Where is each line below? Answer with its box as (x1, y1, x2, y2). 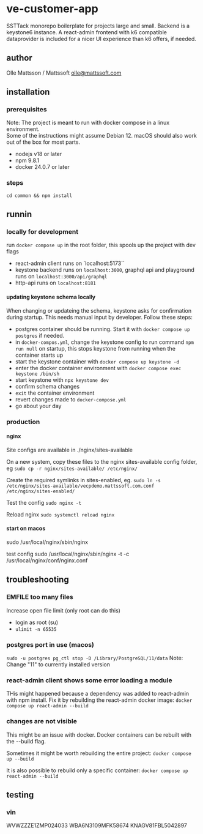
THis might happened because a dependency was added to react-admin (6, 690, 190, 698)
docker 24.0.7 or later (15, 163, 70, 171)
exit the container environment (15, 389, 95, 397)
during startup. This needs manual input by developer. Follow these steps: (6, 313, 193, 321)
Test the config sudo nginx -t (6, 499, 81, 506)
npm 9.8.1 (15, 157, 40, 164)
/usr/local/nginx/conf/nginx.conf (6, 556, 88, 564)
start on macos (6, 525, 46, 532)
